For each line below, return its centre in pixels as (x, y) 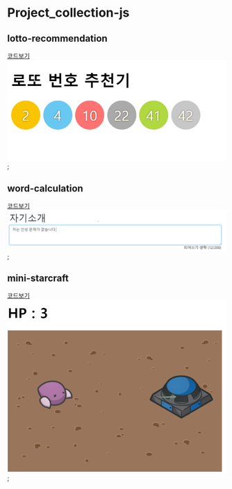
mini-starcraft (38, 278)
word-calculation (45, 188)
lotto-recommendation (57, 38)
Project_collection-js (68, 13)
